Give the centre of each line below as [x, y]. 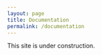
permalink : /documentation [46, 26]
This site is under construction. [51, 46]
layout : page [26, 13]
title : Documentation [38, 20]
